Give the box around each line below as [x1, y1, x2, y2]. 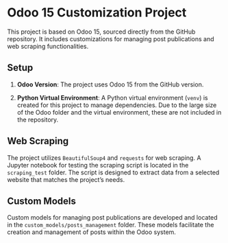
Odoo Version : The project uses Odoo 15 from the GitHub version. [16, 80, 204, 89]
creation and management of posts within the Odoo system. [7, 228, 177, 236]
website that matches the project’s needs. [7, 175, 125, 183]
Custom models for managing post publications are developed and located [7, 213, 218, 222]
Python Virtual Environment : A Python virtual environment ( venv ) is [16, 93, 208, 102]
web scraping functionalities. [7, 42, 89, 50]
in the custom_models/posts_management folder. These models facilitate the [7, 221, 214, 229]
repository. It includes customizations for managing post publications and [7, 34, 214, 43]
